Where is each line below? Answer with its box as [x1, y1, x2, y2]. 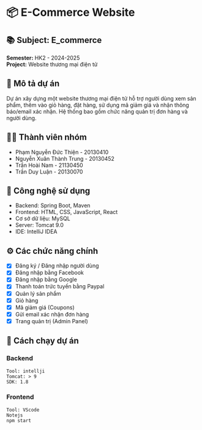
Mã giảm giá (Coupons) [15, 304, 75, 311]
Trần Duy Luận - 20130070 [15, 167, 83, 175]
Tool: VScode [6, 407, 40, 413]
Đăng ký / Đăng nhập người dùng [15, 262, 99, 269]
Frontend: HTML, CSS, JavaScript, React [15, 209, 118, 216]
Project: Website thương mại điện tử [6, 61, 98, 68]
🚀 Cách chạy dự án [6, 336, 80, 346]
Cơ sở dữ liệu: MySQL [15, 215, 70, 222]
